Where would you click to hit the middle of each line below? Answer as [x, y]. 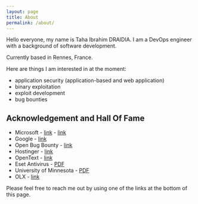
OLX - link [27, 177]
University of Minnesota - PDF [52, 171]
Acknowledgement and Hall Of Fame [75, 118]
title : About [22, 17]
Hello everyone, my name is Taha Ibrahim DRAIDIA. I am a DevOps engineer [99, 40]
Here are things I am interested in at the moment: [66, 69]
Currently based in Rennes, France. [50, 58]
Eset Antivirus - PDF [40, 164]
